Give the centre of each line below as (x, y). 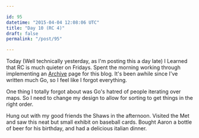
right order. (20, 104)
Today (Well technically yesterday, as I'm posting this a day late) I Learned (97, 61)
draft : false (22, 33)
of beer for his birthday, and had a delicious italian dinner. (77, 128)
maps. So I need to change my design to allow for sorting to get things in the (99, 98)
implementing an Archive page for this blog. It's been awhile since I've (92, 74)
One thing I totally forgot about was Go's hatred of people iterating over (94, 92)
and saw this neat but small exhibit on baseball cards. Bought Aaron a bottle (99, 122)
